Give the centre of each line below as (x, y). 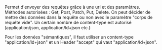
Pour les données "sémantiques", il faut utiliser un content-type (69, 37)
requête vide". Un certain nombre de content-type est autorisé (68, 22)
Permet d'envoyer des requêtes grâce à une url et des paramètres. (72, 7)
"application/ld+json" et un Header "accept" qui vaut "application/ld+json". (81, 42)
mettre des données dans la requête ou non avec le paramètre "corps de (79, 17)
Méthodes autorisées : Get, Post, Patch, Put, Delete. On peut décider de (78, 12)
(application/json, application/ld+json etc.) (48, 28)
